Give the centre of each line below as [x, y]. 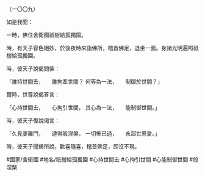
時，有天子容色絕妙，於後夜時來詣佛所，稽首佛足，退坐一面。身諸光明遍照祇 [103, 48]
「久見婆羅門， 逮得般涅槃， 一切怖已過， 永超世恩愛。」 [83, 134]
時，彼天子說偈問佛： [33, 68]
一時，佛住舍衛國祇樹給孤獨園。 [46, 35]
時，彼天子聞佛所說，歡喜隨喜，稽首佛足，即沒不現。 [73, 146]
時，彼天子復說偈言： [33, 120]
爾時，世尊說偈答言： [33, 94]
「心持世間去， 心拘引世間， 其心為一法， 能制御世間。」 [83, 108]
